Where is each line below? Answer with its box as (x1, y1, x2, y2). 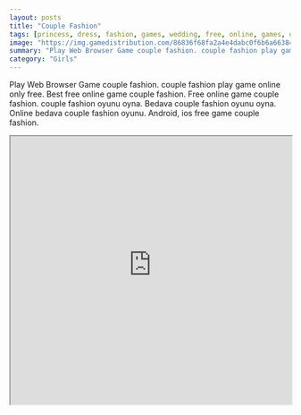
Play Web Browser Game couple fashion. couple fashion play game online (9, 80, 281, 89)
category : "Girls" (9, 55, 78, 64)
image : (9, 38, 34, 47)
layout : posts (9, 13, 63, 22)
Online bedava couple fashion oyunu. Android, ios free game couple (9, 108, 260, 118)
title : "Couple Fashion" (9, 21, 102, 30)
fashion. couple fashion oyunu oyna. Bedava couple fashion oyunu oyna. (9, 98, 277, 108)
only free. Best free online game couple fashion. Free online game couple (9, 89, 280, 99)
